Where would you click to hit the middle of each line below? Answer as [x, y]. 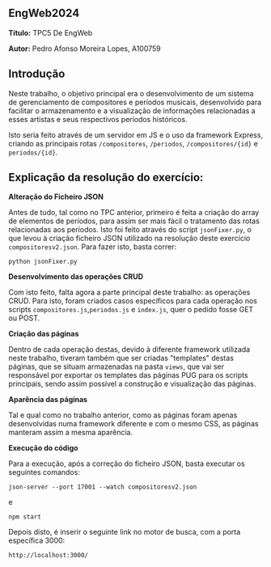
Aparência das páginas [48, 400]
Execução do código [43, 448]
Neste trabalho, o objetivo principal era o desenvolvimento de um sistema [131, 93]
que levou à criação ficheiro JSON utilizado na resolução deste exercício [129, 239]
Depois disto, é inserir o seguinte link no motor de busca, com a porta [125, 532]
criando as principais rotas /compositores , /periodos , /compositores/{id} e [133, 143]
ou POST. [24, 318]
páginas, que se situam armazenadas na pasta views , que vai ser [116, 366]
